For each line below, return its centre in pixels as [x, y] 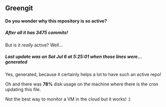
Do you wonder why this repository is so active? [56, 21]
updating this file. [23, 89]
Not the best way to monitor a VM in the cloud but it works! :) [68, 99]
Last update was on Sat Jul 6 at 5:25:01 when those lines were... [74, 56]
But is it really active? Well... [34, 45]
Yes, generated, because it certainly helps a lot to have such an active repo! [83, 74]
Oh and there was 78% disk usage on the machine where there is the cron [82, 84]
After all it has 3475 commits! [37, 32]
